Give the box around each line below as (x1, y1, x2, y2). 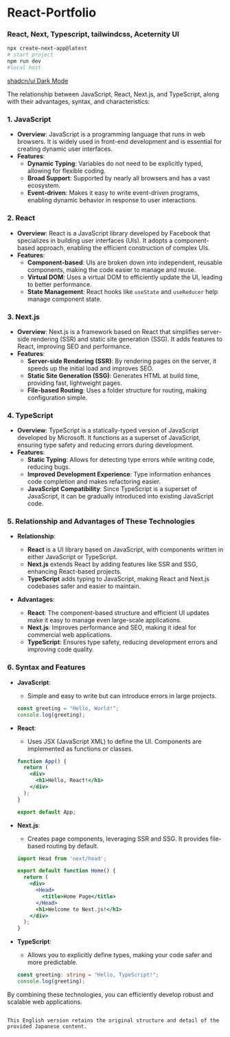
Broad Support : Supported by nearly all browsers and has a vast (27, 174, 211, 182)
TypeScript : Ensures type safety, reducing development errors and (27, 638, 218, 647)
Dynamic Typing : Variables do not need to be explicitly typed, (27, 160, 203, 168)
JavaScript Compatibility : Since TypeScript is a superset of (27, 485, 198, 493)
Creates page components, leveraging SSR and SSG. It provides (27, 835, 209, 843)
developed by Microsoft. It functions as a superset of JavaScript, (16, 434, 201, 442)
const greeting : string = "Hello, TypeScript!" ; (16, 972, 159, 978)
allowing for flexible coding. (27, 167, 106, 175)
